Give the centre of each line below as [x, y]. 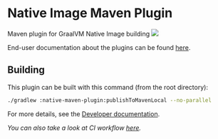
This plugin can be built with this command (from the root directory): [108, 87]
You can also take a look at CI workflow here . [74, 128]
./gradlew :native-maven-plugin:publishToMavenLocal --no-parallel [110, 100]
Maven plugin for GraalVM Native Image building [79, 34]
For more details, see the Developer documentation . [84, 114]
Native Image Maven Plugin [90, 13]
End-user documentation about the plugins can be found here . [99, 47]
